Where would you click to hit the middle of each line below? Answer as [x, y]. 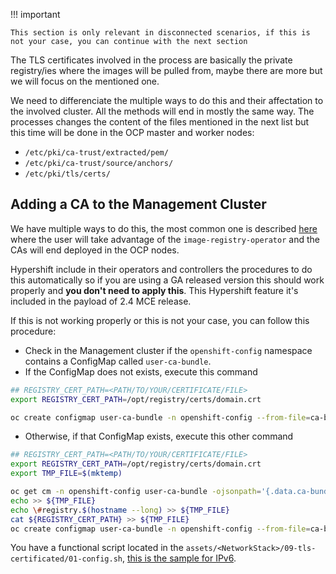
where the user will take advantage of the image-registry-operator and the [165, 239]
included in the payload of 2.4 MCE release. [101, 301]
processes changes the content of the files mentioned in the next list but [160, 122]
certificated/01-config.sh [66, 559]
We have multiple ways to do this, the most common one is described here [164, 228]
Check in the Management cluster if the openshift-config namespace [168, 350]
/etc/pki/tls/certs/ [67, 174]
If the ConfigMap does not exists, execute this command [141, 371]
